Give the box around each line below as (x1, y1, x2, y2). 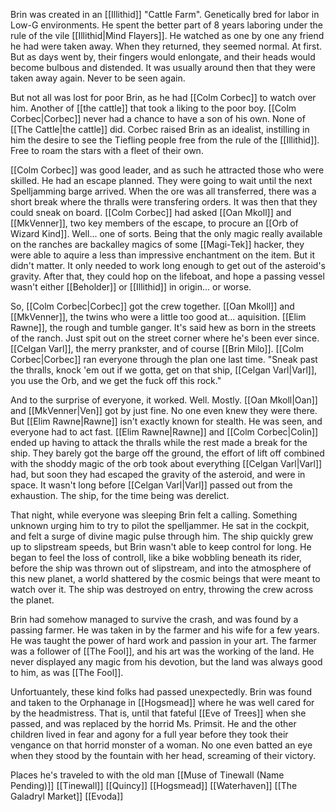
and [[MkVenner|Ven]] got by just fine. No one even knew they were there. (10, 405, 318, 416)
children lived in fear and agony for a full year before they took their (10, 729, 289, 740)
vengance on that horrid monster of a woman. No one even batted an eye (10, 739, 313, 751)
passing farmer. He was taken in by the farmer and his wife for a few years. (10, 624, 320, 636)
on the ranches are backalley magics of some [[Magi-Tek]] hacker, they (10, 239, 305, 250)
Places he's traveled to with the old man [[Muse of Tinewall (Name (10, 769, 285, 781)
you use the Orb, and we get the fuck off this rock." (10, 375, 222, 386)
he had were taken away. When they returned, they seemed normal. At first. (10, 40, 323, 52)
